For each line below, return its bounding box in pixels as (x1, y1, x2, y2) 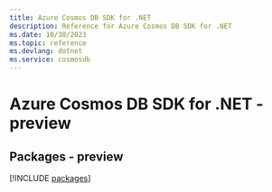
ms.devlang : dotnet (9, 47, 83, 56)
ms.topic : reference (9, 38, 88, 48)
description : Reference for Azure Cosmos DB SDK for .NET (9, 22, 232, 31)
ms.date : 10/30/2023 (9, 30, 88, 39)
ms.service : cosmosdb (9, 55, 91, 64)
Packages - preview (9, 149, 124, 164)
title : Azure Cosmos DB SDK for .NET (9, 13, 152, 23)
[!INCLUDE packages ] (9, 173, 91, 183)
